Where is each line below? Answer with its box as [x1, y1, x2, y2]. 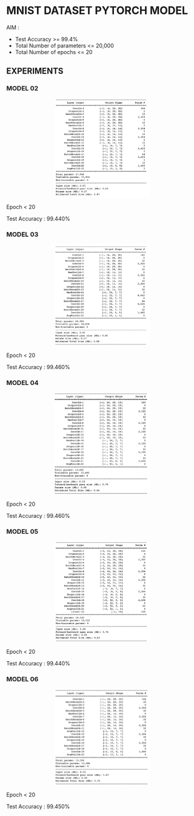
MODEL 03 [6, 230, 39, 239]
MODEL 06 [6, 675, 39, 683]
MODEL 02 [6, 84, 39, 93]
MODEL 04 [6, 379, 39, 387]
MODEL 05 [6, 527, 38, 535]
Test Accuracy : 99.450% [6, 803, 70, 810]
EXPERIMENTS [6, 66, 64, 76]
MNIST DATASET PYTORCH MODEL [6, 4, 189, 18]
